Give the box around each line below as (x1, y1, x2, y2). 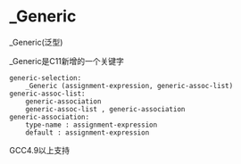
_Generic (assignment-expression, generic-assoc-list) (25, 81, 234, 90)
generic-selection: (9, 73, 82, 82)
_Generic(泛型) (9, 37, 63, 47)
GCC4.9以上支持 (9, 144, 71, 155)
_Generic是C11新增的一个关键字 (9, 55, 125, 66)
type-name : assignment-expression (25, 120, 158, 129)
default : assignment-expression (25, 127, 150, 137)
